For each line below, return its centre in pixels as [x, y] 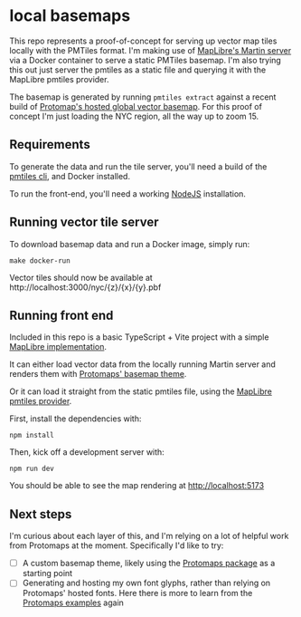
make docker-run [40, 260]
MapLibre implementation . [58, 347]
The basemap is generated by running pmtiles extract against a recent [143, 97]
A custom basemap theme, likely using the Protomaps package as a [149, 564]
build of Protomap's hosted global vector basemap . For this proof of [136, 106]
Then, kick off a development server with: [87, 452]
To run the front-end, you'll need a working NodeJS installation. [128, 193]
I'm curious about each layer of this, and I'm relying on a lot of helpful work [149, 536]
